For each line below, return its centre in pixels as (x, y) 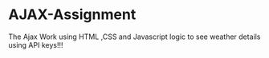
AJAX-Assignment (72, 15)
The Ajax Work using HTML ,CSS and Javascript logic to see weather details (134, 37)
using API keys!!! (36, 44)
